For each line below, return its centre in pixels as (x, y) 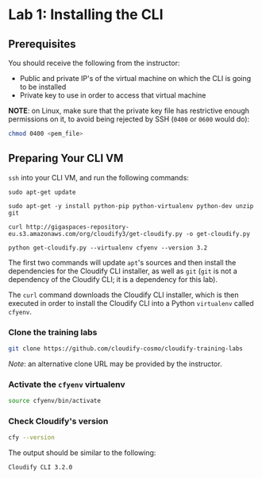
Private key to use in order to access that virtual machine (113, 95)
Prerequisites (42, 44)
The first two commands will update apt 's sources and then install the (122, 262)
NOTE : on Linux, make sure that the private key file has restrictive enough (129, 110)
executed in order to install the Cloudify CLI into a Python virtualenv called (131, 303)
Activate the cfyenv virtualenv (67, 384)
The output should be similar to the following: (82, 453)
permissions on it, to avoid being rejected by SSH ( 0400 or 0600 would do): (129, 119)
